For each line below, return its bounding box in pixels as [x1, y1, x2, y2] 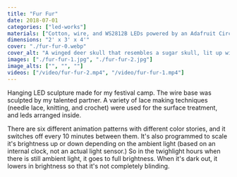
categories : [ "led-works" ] [7, 23, 87, 30]
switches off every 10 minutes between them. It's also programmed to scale [7, 131, 228, 140]
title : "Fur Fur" [7, 10, 59, 18]
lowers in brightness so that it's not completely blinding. [7, 162, 170, 170]
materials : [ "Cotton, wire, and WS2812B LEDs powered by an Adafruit [7, 29, 217, 37]
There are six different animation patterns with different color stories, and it [7, 124, 226, 133]
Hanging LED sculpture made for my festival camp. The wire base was [7, 88, 212, 97]
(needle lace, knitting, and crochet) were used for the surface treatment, [7, 103, 217, 112]
